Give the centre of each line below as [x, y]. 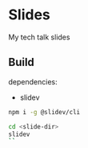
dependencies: [33, 81]
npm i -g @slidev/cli [44, 112]
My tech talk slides [39, 37]
